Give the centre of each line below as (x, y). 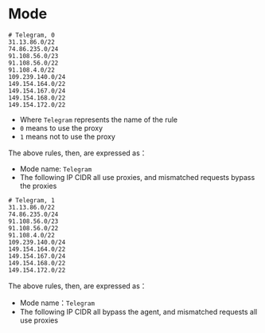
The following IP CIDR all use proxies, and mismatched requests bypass (137, 177)
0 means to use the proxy (61, 127)
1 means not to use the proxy (67, 136)
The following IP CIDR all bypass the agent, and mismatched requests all (138, 311)
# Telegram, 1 (32, 200)
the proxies (38, 186)
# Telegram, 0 (32, 35)
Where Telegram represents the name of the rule (98, 119)
